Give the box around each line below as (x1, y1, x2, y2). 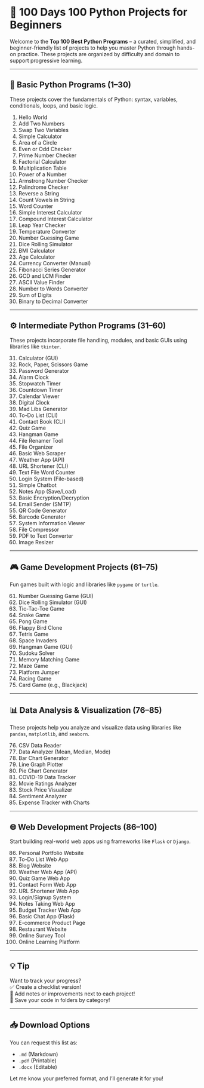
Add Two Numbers (18, 119, 65, 127)
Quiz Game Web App (18, 875, 70, 882)
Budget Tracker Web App (18, 906, 81, 914)
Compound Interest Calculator (18, 215, 93, 222)
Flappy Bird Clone (18, 624, 63, 632)
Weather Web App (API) (18, 869, 78, 875)
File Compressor (18, 526, 60, 533)
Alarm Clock (18, 373, 50, 381)
